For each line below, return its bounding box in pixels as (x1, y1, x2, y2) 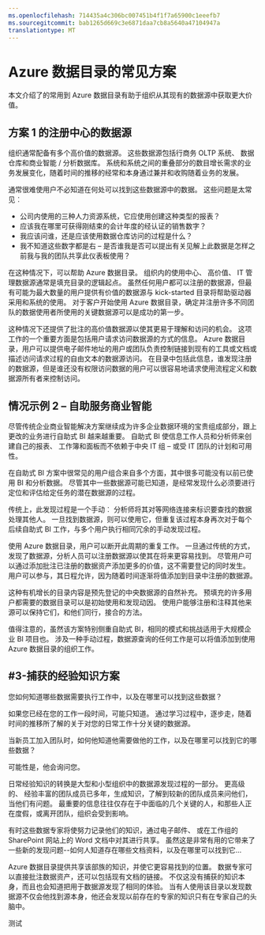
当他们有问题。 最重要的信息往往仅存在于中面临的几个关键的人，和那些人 (8, 798, 245, 808)
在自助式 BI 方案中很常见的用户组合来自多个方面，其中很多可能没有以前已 (8, 467, 247, 477)
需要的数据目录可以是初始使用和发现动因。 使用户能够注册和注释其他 (21, 597, 245, 607)
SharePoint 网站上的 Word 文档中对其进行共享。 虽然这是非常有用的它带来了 (8, 835, 256, 845)
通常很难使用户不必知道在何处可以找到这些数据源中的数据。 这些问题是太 (8, 185, 245, 195)
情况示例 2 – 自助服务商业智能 (8, 399, 152, 412)
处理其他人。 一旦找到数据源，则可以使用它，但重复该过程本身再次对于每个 (8, 514, 252, 524)
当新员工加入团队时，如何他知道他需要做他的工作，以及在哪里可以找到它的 (8, 735, 250, 744)
